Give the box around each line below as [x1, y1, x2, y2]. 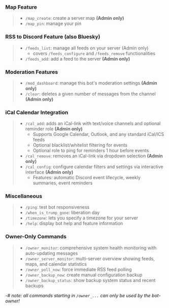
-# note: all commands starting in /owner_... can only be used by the [5, 292, 151, 298]
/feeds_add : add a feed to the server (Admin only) [25, 55, 130, 62]
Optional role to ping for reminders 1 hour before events [32, 148, 149, 154]
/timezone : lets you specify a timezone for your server [25, 215, 139, 221]
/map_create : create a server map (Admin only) [25, 15, 124, 21]
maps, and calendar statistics [25, 261, 87, 267]
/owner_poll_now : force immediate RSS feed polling [25, 266, 132, 272]
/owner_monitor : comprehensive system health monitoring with [25, 244, 157, 250]
